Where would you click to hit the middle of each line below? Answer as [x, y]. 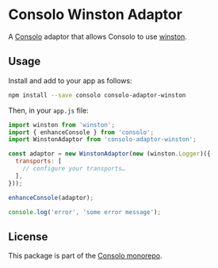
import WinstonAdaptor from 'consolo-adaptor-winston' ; [102, 140]
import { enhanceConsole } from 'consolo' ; [81, 132]
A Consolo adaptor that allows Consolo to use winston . [98, 36]
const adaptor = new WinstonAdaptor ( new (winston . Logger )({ [110, 154]
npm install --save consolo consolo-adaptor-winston [97, 95]
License [28, 237]
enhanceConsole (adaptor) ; [51, 197]
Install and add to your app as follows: [70, 80]
